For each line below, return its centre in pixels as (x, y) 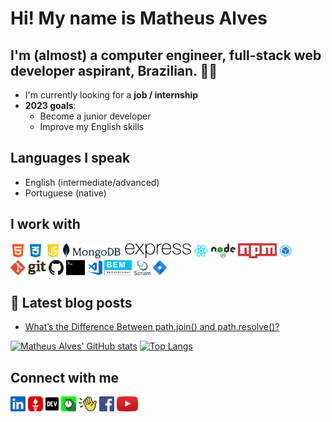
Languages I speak (70, 158)
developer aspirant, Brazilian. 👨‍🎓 (114, 70)
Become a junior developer (95, 116)
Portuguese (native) (65, 193)
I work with (45, 224)
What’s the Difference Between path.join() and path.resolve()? (152, 327)
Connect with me (65, 377)
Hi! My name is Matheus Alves (139, 18)
